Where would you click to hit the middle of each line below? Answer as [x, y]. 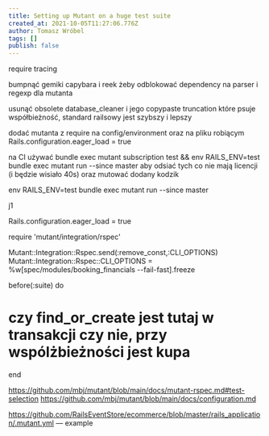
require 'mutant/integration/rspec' [64, 237]
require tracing [33, 69]
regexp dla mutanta [41, 93]
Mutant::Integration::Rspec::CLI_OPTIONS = [81, 261]
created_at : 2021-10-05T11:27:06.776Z [73, 23]
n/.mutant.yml [31, 423]
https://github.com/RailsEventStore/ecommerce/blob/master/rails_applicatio [134, 415]
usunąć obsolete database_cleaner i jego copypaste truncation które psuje [132, 109]
